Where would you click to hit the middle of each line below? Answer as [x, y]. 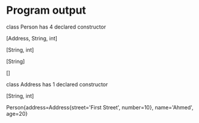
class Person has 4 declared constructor [56, 27]
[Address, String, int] [32, 38]
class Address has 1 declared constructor [57, 84]
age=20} [17, 113]
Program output [46, 10]
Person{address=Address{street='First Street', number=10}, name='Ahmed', [100, 107]
